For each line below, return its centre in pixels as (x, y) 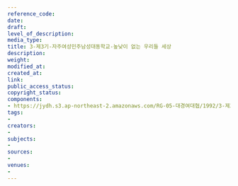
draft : (17, 27)
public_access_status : (41, 86)
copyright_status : (34, 93)
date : (15, 21)
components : (25, 100)
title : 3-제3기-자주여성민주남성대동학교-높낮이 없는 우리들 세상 (89, 47)
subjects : (22, 139)
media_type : (25, 40)
